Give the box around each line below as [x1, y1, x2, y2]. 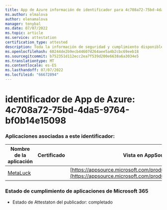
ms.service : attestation [5, 35, 57, 40]
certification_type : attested [5, 40, 68, 45]
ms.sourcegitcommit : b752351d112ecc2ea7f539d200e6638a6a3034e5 [5, 53, 139, 59]
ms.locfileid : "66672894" [5, 72, 59, 77]
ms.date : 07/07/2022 [5, 26, 48, 31]
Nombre [10, 146, 30, 153]
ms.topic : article [5, 30, 43, 35]
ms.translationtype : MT [5, 58, 55, 63]
